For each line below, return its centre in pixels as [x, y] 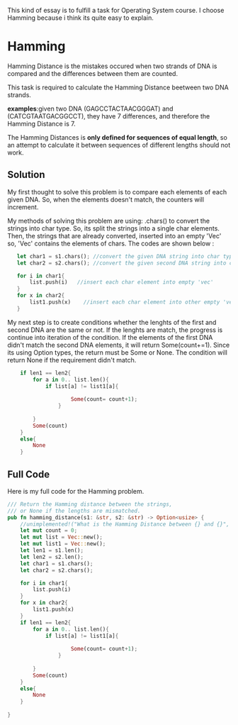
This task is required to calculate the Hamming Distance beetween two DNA [118, 87]
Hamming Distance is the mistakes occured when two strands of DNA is [112, 66]
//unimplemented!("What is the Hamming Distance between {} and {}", [125, 524]
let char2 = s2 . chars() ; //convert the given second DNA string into [121, 263]
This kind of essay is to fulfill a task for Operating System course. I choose [116, 10]
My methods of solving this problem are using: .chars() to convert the [109, 221]
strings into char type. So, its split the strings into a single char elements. [113, 228]
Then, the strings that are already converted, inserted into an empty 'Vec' [114, 236]
